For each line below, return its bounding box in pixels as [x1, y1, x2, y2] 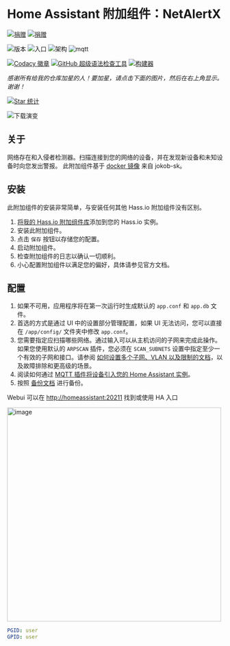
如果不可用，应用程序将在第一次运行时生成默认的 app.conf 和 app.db [16, 302, 209, 310]
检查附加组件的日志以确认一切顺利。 [16, 251, 120, 260]
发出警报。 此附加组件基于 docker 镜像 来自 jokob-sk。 [30, 162, 186, 170]
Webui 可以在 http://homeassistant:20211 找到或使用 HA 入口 [7, 393, 178, 401]
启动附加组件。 [16, 243, 60, 251]
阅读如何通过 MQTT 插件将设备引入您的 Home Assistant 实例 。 [16, 371, 194, 379]
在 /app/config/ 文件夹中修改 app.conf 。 [16, 327, 132, 336]
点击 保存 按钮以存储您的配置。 [16, 234, 103, 243]
